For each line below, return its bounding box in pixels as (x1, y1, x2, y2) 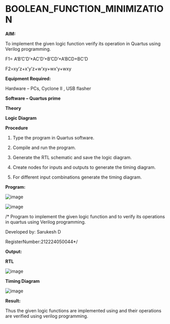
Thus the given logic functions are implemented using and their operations (5, 307, 162, 313)
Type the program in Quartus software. (12, 134, 95, 140)
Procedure (5, 125, 28, 131)
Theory (5, 105, 21, 111)
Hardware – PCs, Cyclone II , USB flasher (5, 85, 92, 92)
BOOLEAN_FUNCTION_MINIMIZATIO (5, 3, 164, 15)
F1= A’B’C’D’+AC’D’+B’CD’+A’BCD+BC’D (5, 55, 88, 62)
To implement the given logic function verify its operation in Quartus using (5, 40, 161, 46)
